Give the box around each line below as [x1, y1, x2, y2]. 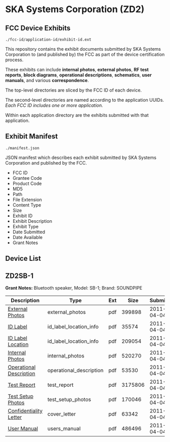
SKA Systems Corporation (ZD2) [5, 4, 145, 15]
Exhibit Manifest [5, 132, 58, 141]
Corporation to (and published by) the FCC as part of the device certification [5, 52, 165, 57]
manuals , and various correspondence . [5, 77, 89, 83]
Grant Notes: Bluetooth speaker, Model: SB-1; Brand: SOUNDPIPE [5, 285, 143, 291]
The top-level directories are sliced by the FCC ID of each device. [5, 87, 142, 93]
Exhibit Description [12, 218, 52, 224]
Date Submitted [12, 229, 46, 235]
